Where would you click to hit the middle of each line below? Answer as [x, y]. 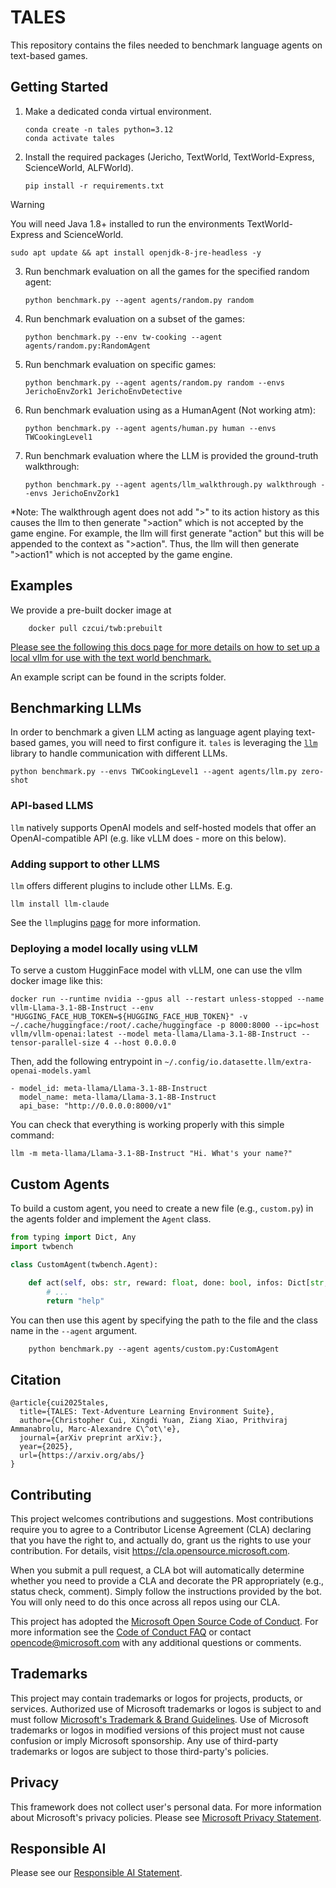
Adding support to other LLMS [85, 864]
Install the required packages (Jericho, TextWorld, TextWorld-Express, [169, 157]
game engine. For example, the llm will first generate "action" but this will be [167, 533]
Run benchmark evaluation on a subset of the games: [134, 318]
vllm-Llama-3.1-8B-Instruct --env [82, 1008]
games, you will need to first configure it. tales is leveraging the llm [178, 743]
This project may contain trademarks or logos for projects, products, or [156, 1698]
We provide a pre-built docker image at [91, 610]
